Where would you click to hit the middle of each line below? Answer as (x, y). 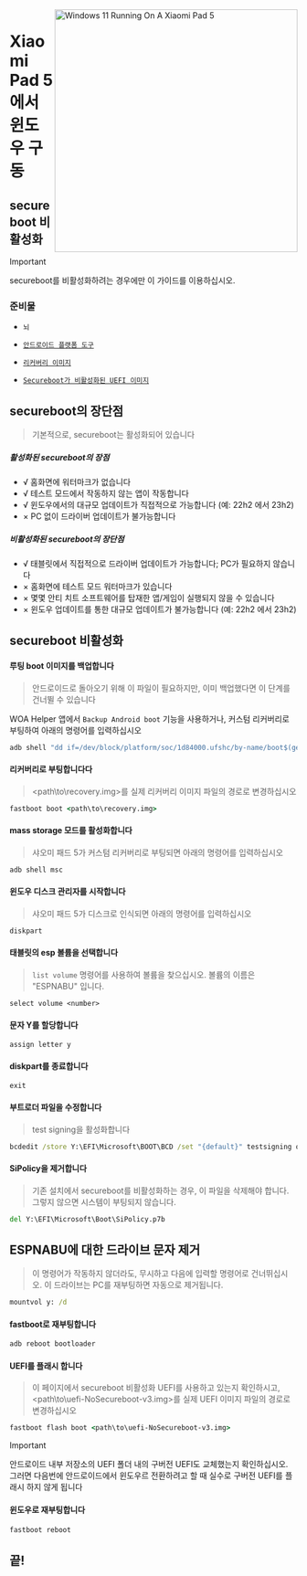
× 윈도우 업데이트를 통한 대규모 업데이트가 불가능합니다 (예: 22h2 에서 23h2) (159, 609)
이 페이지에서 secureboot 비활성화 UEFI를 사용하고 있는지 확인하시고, (156, 1388)
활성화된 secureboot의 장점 (59, 457)
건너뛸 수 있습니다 (64, 699)
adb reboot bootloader (53, 1344)
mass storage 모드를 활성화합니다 (71, 830)
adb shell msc (37, 870)
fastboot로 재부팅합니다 (53, 1324)
